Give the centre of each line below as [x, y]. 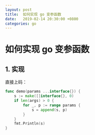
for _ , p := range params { [52, 105]
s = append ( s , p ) [49, 110]
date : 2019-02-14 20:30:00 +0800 [42, 19]
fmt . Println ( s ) [30, 124]
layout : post [19, 10]
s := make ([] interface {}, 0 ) [44, 96]
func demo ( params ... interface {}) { [43, 91]
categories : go [21, 23]
